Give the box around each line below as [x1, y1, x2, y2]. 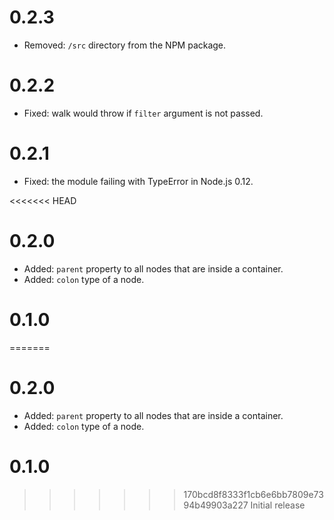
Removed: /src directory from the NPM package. [23, 39, 227, 51]
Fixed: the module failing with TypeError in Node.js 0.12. [23, 175, 254, 187]
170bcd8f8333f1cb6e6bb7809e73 [183, 488, 324, 500]
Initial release [250, 499, 306, 511]
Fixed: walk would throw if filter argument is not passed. [23, 107, 264, 119]
